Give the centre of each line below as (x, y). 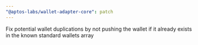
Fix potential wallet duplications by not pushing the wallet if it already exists (99, 29)
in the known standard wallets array (50, 35)
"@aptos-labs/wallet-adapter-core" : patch (59, 12)
